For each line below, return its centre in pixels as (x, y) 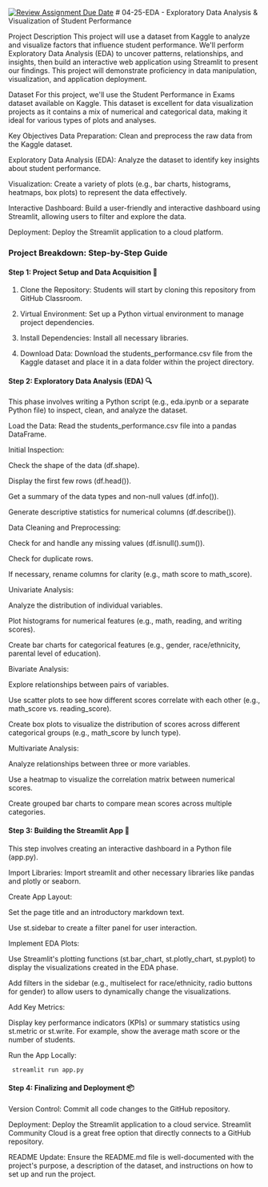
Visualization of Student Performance (70, 21)
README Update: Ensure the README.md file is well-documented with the (131, 1157)
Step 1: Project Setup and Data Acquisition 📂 (83, 272)
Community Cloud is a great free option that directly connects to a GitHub (130, 1132)
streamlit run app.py (48, 1070)
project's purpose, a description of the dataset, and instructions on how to (131, 1165)
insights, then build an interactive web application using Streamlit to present (133, 62)
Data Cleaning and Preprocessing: (65, 528)
